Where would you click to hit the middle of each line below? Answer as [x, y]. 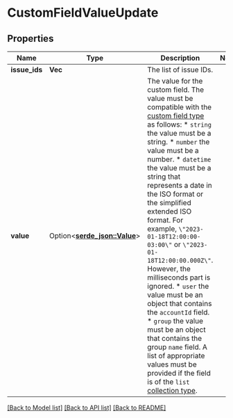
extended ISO [170, 211]
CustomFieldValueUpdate [83, 13]
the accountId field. [179, 312]
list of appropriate [176, 356]
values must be [172, 364]
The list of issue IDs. [180, 70]
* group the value [175, 321]
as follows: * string [179, 124]
